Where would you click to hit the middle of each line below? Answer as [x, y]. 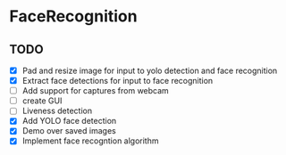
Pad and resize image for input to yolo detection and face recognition [150, 70]
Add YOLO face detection [69, 121]
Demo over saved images [69, 131]
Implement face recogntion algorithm [90, 141]
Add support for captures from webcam [96, 91]
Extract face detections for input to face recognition [118, 81]
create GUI [42, 101]
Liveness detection [57, 111]
